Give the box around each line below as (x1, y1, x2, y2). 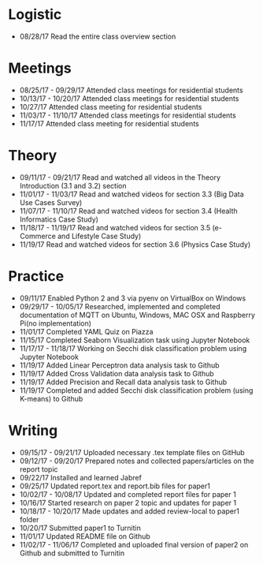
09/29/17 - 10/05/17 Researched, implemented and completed (19, 301, 220, 311)
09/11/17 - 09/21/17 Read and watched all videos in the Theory (19, 172, 221, 182)
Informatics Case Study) (19, 215, 98, 224)
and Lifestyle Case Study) (57, 231, 142, 241)
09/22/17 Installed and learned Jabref (19, 472, 142, 482)
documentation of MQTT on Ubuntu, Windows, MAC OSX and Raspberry (19, 310, 256, 319)
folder (19, 514, 39, 524)
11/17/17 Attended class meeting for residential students (19, 118, 199, 128)
